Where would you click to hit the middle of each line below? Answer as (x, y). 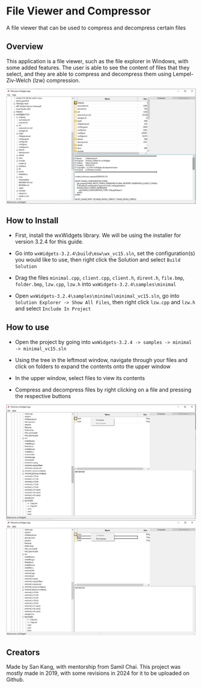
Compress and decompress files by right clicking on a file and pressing (103, 390)
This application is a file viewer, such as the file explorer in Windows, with (97, 61)
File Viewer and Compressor (79, 11)
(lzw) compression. (57, 80)
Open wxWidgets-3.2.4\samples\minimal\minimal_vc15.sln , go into (97, 295)
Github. (15, 680)
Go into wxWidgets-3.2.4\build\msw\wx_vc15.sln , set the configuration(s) (105, 253)
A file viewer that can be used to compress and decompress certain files (96, 28)
